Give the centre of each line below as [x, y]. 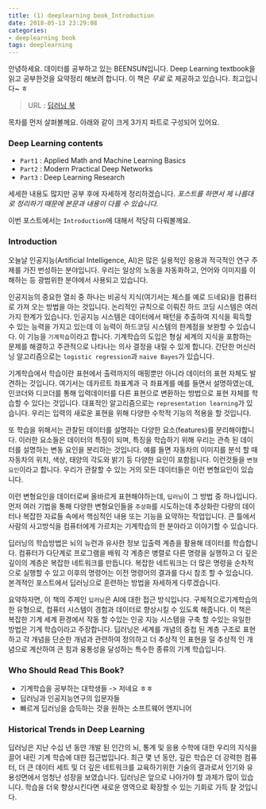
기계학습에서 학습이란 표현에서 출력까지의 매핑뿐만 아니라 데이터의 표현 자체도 [128, 373]
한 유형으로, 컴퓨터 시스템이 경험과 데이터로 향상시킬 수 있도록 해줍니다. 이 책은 [130, 609]
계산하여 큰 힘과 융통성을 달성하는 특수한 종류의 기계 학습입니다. [127, 649]
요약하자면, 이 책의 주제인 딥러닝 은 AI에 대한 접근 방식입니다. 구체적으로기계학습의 [133, 599]
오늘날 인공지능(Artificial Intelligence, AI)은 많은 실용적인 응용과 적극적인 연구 [129, 260]
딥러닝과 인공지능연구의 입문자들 [70, 699]
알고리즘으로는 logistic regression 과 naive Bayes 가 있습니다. [115, 356]
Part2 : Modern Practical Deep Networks [86, 169]
